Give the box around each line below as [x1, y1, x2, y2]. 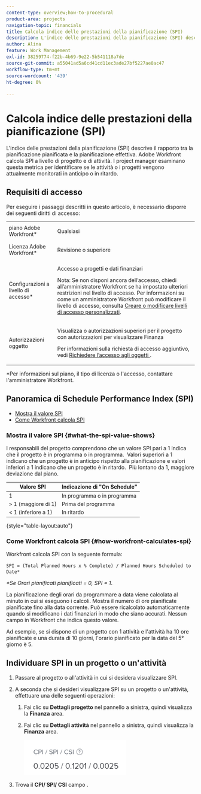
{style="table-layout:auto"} [6, 522, 73, 529]
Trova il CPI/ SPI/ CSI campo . [14, 781, 89, 788]
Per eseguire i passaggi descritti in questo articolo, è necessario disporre [6, 203, 187, 210]
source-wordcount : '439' [6, 72, 68, 79]
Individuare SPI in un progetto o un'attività [6, 658, 167, 668]
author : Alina [6, 41, 42, 47]
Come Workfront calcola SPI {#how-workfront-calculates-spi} [6, 537, 191, 545]
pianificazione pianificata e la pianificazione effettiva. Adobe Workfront [6, 151, 181, 158]
